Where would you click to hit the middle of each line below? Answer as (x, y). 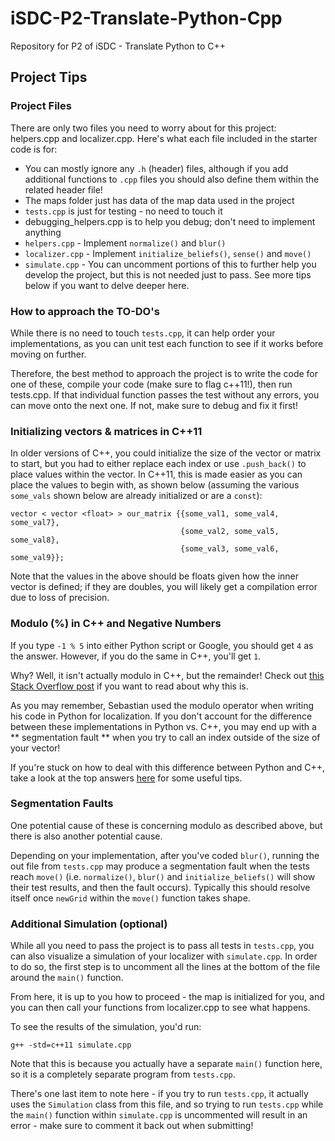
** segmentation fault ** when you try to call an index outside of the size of (165, 737)
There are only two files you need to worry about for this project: (143, 128)
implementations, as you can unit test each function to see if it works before (167, 343)
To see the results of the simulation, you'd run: (106, 1027)
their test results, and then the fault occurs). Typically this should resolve (160, 887)
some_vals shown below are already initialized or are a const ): (136, 496)
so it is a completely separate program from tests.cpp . (123, 1074)
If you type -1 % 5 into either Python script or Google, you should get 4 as (162, 645)
